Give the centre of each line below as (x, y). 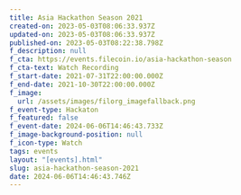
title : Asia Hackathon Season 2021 (76, 18)
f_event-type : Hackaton (54, 110)
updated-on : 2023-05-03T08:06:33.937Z (82, 34)
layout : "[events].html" (56, 160)
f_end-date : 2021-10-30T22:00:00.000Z (82, 84)
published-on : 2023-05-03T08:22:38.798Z (87, 43)
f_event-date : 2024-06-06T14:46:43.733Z (87, 127)
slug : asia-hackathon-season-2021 (74, 168)
